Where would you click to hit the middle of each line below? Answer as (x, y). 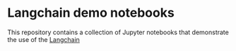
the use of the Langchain (43, 39)
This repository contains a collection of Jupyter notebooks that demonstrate (118, 32)
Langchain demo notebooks (91, 13)
